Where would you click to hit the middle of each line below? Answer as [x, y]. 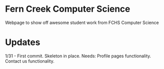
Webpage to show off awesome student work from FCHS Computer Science [82, 23]
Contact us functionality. [30, 61]
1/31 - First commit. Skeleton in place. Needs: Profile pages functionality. [78, 56]
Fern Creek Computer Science [68, 9]
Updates [23, 42]
